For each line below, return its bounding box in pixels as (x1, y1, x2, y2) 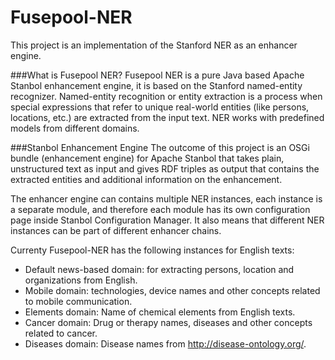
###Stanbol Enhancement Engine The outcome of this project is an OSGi (10, 141, 310, 153)
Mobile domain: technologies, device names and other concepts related (24, 284, 321, 296)
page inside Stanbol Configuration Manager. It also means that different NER (10, 214, 325, 226)
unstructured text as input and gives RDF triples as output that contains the (10, 162, 320, 175)
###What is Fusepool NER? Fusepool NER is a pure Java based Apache (10, 69, 305, 81)
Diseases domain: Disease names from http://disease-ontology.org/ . (24, 337, 307, 350)
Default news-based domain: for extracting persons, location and (24, 263, 295, 275)
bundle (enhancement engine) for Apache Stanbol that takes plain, (10, 152, 285, 164)
